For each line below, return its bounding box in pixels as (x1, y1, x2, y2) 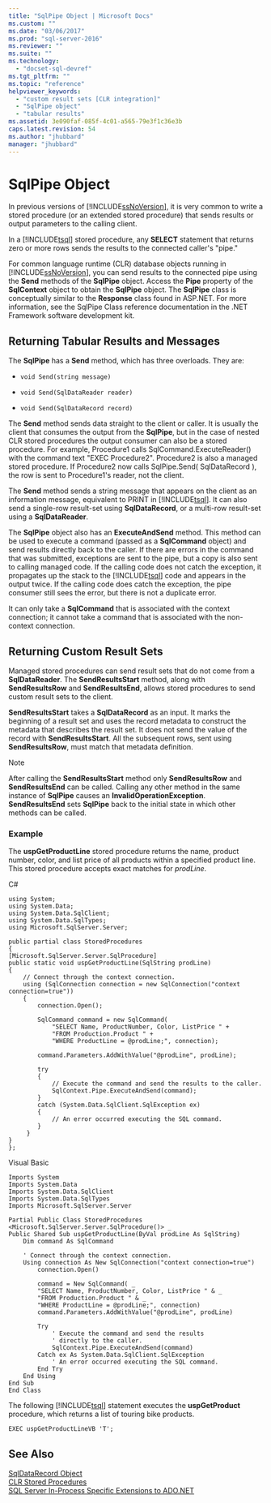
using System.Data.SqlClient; (8, 909, 111, 917)
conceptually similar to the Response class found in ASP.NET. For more (8, 294, 247, 303)
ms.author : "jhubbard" (8, 132, 85, 140)
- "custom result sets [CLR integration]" (15, 95, 161, 103)
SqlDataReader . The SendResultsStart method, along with (8, 675, 205, 685)
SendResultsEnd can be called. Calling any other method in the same (8, 782, 241, 792)
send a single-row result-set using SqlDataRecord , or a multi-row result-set (8, 504, 261, 513)
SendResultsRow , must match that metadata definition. (8, 742, 194, 752)
